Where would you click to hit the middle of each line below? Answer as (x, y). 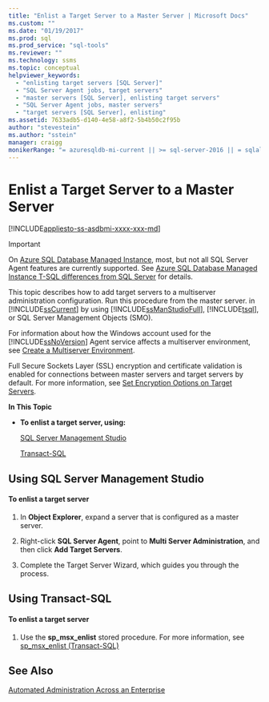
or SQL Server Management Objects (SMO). (81, 318)
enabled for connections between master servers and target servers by (126, 374)
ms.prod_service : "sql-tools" (59, 46)
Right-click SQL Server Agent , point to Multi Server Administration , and (140, 541)
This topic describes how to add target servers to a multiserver (112, 292)
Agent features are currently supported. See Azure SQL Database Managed (133, 268)
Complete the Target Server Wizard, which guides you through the (129, 565)
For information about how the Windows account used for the (110, 333)
